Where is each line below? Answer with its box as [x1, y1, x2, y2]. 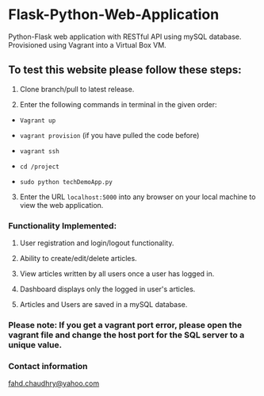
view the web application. [19, 200, 104, 210]
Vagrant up [19, 117, 56, 125]
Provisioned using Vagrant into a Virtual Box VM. [8, 40, 166, 49]
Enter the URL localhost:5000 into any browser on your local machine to [19, 192, 256, 202]
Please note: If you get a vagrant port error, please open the [8, 319, 243, 330]
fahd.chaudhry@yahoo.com [8, 379, 100, 388]
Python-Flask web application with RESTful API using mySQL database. [8, 32, 242, 41]
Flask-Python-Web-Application [8, 6, 220, 24]
